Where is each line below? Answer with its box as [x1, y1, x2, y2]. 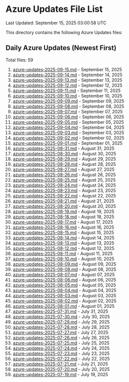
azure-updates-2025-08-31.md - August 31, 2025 [12, 145, 115, 151]
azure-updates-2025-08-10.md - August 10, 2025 [12, 256, 115, 262]
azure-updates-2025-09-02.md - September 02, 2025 [12, 135, 125, 141]
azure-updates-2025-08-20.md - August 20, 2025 [12, 203, 116, 209]
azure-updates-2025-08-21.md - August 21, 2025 [12, 198, 115, 204]
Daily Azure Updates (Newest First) [5, 44, 117, 52]
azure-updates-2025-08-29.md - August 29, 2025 [12, 156, 116, 162]
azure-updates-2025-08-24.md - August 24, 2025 [12, 182, 116, 188]
